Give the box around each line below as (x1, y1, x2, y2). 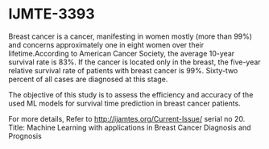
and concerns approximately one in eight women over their (8, 39, 205, 49)
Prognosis (8, 130, 42, 141)
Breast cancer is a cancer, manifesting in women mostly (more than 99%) (8, 31, 252, 41)
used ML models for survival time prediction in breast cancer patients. (8, 98, 242, 108)
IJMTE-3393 (8, 5, 95, 23)
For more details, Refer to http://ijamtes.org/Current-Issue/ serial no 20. (8, 114, 246, 123)
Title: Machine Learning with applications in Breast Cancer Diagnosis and (8, 122, 251, 132)
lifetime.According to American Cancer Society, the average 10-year (8, 48, 235, 58)
